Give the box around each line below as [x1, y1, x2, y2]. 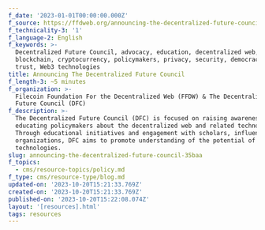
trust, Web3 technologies [15, 63, 101, 71]
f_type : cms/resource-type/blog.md [8, 173, 125, 182]
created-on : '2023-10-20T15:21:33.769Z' [8, 187, 144, 196]
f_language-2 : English [8, 33, 83, 42]
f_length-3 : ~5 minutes [8, 77, 87, 85]
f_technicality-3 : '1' [8, 26, 83, 34]
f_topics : [8, 159, 41, 167]
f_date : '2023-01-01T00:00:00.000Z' [8, 11, 129, 20]
